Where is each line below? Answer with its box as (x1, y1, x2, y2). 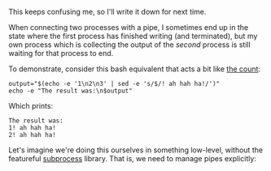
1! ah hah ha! (8, 124, 57, 132)
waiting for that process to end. (8, 49, 114, 58)
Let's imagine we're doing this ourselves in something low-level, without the (8, 145, 263, 155)
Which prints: (8, 101, 54, 110)
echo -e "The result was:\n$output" (8, 87, 133, 95)
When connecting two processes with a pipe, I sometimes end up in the (8, 23, 249, 32)
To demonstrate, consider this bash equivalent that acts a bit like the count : (8, 64, 261, 74)
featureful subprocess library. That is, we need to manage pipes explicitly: (8, 154, 256, 163)
